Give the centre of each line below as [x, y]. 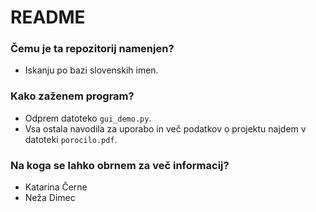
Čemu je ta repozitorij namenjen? [92, 49]
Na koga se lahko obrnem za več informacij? [120, 165]
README [48, 17]
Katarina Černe [56, 187]
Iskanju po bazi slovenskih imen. [91, 70]
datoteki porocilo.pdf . [71, 139]
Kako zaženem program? [72, 96]
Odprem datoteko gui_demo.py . [88, 118]
